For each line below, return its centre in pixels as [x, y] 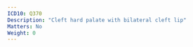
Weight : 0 [22, 33]
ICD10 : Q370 [25, 13]
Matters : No [25, 26]
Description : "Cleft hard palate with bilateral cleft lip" [97, 20]
